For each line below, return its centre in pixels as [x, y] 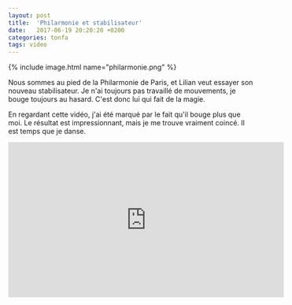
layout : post [30, 15]
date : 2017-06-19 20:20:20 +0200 [67, 30]
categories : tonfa [38, 37]
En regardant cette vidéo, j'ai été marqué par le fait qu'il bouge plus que [125, 114]
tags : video [28, 45]
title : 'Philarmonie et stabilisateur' [76, 23]
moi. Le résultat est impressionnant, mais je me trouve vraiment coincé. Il [127, 123]
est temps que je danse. [47, 132]
